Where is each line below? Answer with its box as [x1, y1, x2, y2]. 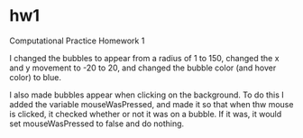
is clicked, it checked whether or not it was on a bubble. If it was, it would [9, 108, 282, 119]
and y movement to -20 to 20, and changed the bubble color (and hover [9, 62, 277, 73]
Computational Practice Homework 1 [9, 35, 145, 46]
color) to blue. [9, 71, 61, 82]
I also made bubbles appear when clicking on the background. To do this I [9, 89, 284, 100]
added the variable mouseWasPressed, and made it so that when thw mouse [9, 98, 294, 109]
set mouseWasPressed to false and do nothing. [9, 118, 185, 129]
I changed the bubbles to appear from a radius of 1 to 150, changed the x [9, 52, 280, 63]
